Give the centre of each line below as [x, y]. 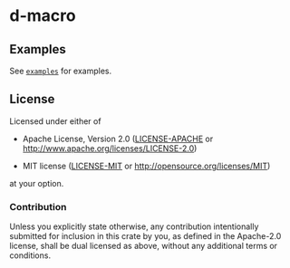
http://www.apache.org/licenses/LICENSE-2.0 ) [110, 148]
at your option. [37, 183]
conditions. [30, 255]
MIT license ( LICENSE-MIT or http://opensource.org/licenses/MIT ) [146, 166]
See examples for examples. [61, 71]
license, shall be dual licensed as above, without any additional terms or [144, 246]
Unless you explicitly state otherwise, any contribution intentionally [134, 226]
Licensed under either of [55, 121]
